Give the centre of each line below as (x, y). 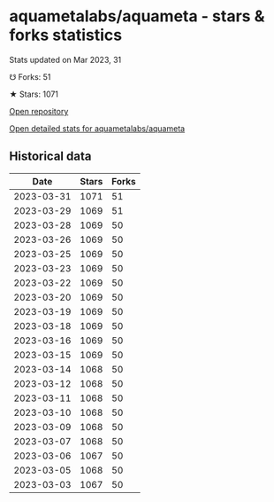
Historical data (50, 157)
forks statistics (65, 35)
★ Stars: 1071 (34, 94)
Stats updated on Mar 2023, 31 (65, 59)
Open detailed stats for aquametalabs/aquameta (97, 128)
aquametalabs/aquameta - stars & (137, 16)
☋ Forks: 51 (30, 76)
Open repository (39, 111)
